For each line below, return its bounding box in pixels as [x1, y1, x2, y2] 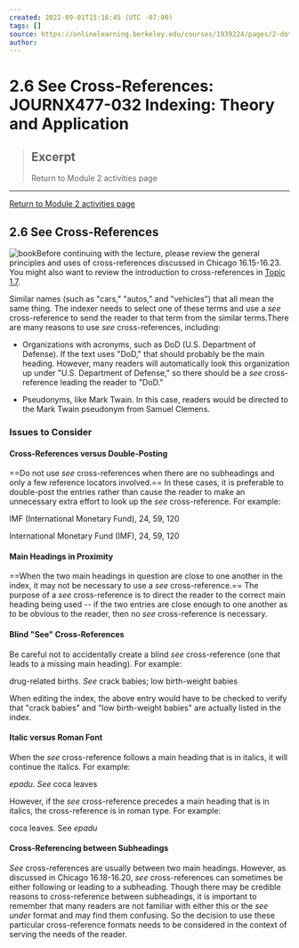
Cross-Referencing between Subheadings [9, 843, 169, 854]
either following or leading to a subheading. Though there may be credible [9, 882, 282, 892]
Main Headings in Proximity [9, 551, 114, 562]
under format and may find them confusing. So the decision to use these [9, 910, 276, 920]
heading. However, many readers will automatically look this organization [21, 358, 290, 369]
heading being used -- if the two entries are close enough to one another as [9, 599, 288, 610]
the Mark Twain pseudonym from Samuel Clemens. [21, 404, 211, 415]
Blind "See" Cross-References [9, 628, 125, 639]
